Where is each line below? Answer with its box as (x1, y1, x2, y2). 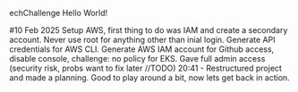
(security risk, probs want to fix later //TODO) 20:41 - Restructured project (9, 63, 282, 73)
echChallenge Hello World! (9, 8, 108, 18)
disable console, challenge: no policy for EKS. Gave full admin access (9, 54, 266, 63)
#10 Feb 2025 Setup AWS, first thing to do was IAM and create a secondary (9, 25, 288, 35)
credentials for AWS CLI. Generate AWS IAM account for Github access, (9, 44, 275, 54)
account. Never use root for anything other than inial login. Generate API (9, 35, 276, 45)
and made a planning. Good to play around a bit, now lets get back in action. (9, 72, 291, 83)
